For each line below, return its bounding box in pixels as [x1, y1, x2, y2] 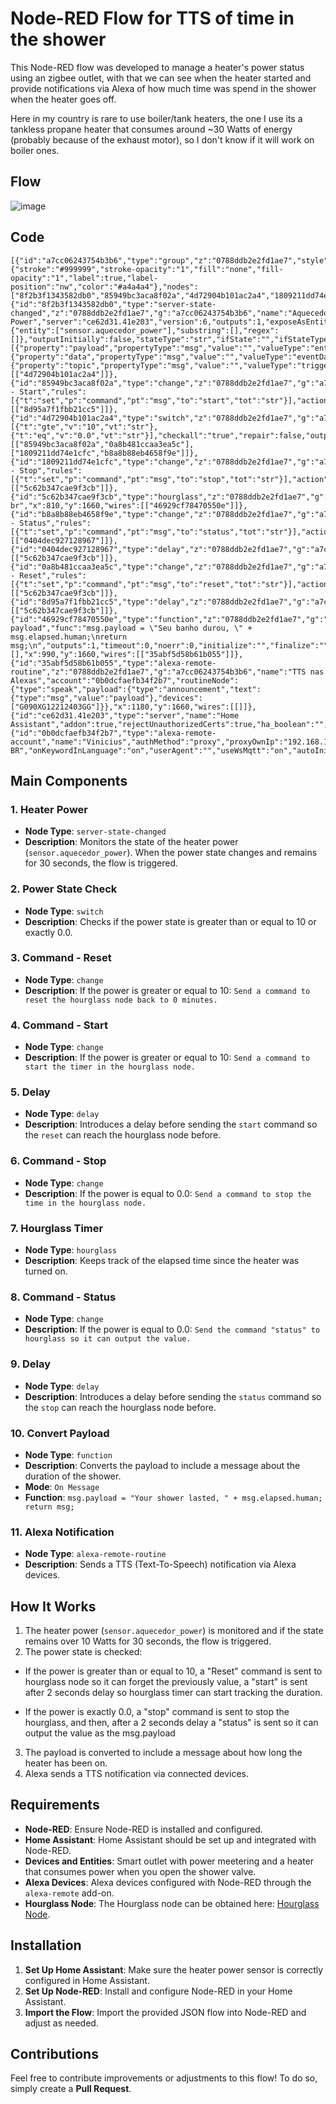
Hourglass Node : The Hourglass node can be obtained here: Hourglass [24, 1897, 320, 1909]
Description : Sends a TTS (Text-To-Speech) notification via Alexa [24, 1558, 297, 1571]
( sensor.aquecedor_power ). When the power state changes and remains [24, 847, 318, 859]
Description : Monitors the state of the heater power [24, 836, 239, 848]
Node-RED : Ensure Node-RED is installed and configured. [24, 1823, 263, 1835]
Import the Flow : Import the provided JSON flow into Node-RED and [24, 2006, 307, 2018]
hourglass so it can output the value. [24, 1334, 192, 1344]
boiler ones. [10, 144, 60, 156]
